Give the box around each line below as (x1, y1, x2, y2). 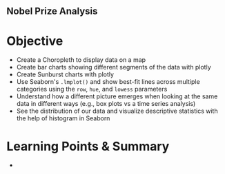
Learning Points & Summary (6, 138, 170, 154)
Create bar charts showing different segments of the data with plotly (16, 63, 211, 72)
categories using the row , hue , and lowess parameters (16, 85, 168, 94)
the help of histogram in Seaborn (16, 114, 110, 122)
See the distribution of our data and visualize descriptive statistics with (16, 107, 218, 116)
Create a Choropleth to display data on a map (16, 56, 146, 64)
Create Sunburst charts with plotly (16, 70, 115, 78)
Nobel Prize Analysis (6, 6, 98, 17)
